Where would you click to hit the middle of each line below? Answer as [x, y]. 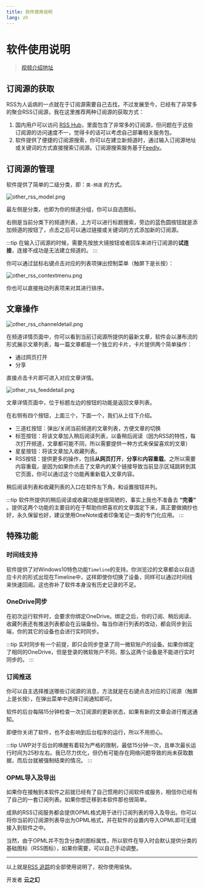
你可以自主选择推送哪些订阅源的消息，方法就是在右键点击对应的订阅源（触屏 [102, 691]
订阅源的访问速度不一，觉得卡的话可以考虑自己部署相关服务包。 [95, 133]
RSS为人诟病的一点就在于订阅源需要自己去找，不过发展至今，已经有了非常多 [102, 105]
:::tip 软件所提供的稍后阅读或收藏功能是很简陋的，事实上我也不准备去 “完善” [101, 500]
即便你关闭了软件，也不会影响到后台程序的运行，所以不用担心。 [86, 732]
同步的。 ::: [20, 659]
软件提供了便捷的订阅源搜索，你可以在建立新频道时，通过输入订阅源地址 [105, 140]
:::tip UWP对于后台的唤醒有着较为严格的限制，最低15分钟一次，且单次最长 [99, 745]
